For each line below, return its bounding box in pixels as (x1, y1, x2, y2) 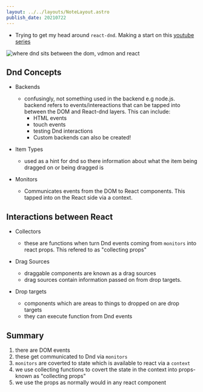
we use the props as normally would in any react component (15, 379, 167, 386)
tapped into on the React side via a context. (24, 194, 133, 201)
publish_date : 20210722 (6, 15, 67, 21)
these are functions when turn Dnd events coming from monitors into (24, 240, 197, 247)
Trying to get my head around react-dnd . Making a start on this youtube (15, 31, 195, 38)
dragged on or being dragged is (24, 164, 104, 171)
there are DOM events (15, 346, 71, 354)
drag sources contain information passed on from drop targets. (24, 276, 182, 284)
